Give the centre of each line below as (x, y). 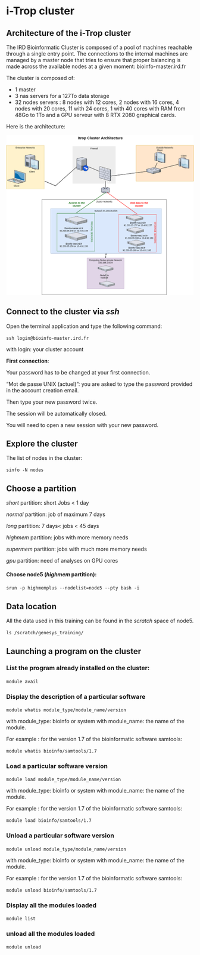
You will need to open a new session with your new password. (82, 425)
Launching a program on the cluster (74, 651)
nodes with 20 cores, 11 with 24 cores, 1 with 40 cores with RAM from (100, 108)
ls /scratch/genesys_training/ (45, 633)
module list (21, 919)
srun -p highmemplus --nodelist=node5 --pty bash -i (73, 588)
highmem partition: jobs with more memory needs (67, 538)
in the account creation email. (43, 390)
